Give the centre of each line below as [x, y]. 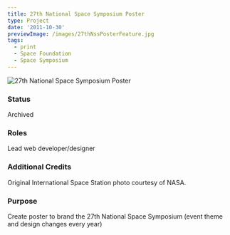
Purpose [22, 201]
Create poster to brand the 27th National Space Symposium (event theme [115, 216]
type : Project [28, 21]
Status [19, 99]
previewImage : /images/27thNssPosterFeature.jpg [81, 34]
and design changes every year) [55, 224]
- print [25, 47]
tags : [15, 41]
